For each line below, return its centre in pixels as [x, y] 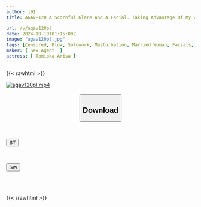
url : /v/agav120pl [29, 28]
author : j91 [21, 12]
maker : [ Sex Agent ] [34, 51]
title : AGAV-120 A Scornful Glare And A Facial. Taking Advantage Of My [99, 17]
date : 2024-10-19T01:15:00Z [41, 34]
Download [100, 110]
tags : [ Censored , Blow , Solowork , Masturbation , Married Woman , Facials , [100, 45]
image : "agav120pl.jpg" [36, 40]
